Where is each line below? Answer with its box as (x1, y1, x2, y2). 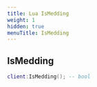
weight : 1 (7, 17, 36, 23)
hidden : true (7, 23, 45, 30)
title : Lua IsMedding (7, 10, 69, 17)
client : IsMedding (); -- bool (7, 73, 91, 80)
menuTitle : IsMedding (7, 29, 69, 37)
